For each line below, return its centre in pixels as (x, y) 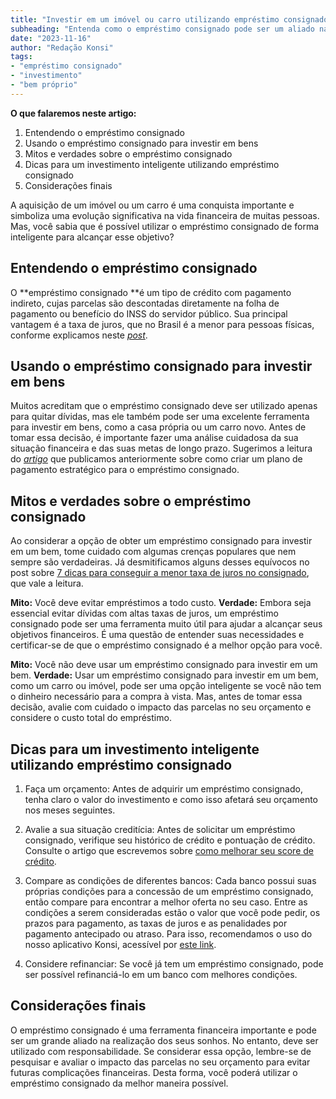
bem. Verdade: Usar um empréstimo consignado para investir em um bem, (164, 675)
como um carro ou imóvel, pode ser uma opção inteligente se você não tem (166, 686)
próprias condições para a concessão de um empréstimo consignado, (169, 891)
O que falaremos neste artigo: (73, 113)
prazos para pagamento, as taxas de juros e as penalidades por (156, 923)
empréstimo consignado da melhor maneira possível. (119, 1083)
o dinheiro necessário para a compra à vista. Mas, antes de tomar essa (156, 697)
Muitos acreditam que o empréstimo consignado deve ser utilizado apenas (164, 406)
